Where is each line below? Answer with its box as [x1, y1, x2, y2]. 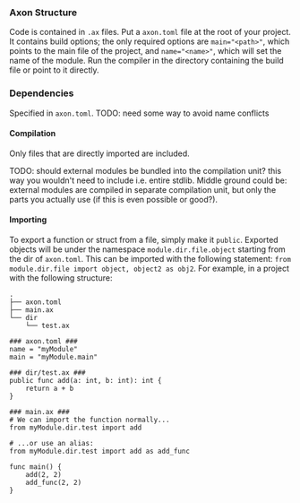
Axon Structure [9, 6, 78, 19]
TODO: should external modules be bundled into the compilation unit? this [9, 165, 282, 176]
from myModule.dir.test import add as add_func [9, 447, 191, 455]
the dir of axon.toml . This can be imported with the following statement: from [9, 254, 291, 264]
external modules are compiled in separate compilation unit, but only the [9, 184, 277, 195]
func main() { [9, 463, 63, 472]
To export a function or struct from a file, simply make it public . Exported [9, 235, 279, 245]
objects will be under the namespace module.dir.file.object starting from [9, 244, 287, 255]
